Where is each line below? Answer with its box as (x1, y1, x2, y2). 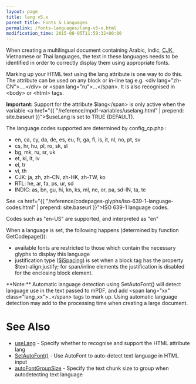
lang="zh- (157, 77, 182, 84)
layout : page (6, 8, 38, 15)
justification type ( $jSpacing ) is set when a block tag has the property (14, 257, 184, 264)
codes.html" (6, 204, 36, 211)
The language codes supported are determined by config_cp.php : (6, 125, 167, 132)
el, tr (14, 161, 26, 168)
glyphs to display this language (14, 251, 90, 258)
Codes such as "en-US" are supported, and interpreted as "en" (6, 216, 159, 223)
